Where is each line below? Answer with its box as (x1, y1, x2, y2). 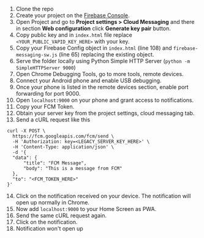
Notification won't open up (15, 225, 83, 232)
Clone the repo (15, 6, 54, 12)
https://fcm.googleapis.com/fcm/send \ (12, 133, 115, 139)
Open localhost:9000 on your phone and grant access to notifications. (15, 96, 194, 104)
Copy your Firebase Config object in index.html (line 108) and (15, 44, 172, 52)
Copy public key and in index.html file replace (15, 31, 132, 39)
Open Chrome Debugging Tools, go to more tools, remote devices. (15, 71, 184, 77)
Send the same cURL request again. (15, 212, 107, 219)
